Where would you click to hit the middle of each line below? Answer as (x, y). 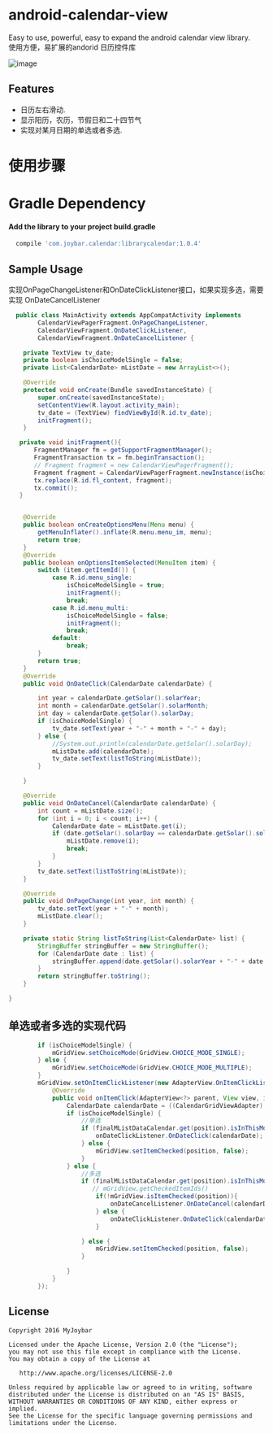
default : (67, 639)
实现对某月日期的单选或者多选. (71, 130)
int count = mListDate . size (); (91, 811)
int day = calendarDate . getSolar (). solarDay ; (116, 713)
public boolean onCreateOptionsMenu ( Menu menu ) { (109, 525)
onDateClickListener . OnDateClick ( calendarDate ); (180, 1136)
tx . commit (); (56, 488)
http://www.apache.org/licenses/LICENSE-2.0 (96, 1373)
